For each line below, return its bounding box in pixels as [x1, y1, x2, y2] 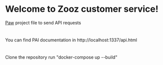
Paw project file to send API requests [5, 20, 81, 26]
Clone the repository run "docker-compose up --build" [5, 54, 118, 60]
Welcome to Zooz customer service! [5, 3, 159, 15]
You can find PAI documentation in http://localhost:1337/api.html [5, 37, 137, 43]
